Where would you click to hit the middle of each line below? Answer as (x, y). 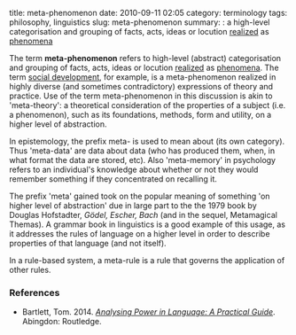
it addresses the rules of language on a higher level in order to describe (140, 234)
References (35, 292)
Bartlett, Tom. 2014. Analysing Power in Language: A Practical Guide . (149, 312)
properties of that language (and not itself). (88, 243)
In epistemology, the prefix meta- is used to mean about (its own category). (147, 141)
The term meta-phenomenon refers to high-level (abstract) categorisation (145, 58)
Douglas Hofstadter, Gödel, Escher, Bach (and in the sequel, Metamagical (143, 215)
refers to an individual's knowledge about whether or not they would (134, 169)
